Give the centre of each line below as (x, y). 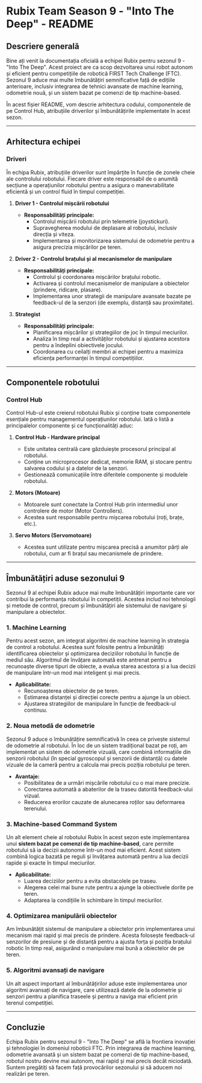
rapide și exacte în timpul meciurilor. (51, 863)
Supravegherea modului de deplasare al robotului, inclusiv (105, 228)
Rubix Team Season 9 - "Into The (90, 11)
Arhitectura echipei (43, 142)
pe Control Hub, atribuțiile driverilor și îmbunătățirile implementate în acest (98, 111)
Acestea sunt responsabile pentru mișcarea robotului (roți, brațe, (104, 517)
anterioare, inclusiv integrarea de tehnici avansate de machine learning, (95, 86)
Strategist (28, 314)
